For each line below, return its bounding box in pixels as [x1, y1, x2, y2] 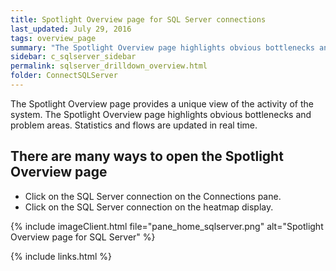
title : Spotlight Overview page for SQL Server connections [10, 14, 267, 25]
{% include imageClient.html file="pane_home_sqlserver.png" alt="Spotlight [10, 220, 324, 232]
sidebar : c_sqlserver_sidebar [10, 52, 137, 62]
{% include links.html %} [10, 250, 112, 262]
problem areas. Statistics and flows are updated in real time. [10, 119, 258, 131]
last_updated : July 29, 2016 [10, 24, 132, 34]
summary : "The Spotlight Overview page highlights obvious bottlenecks [10, 42, 315, 53]
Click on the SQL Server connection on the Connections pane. [24, 190, 282, 202]
